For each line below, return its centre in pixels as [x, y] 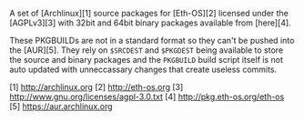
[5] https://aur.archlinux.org [61, 106]
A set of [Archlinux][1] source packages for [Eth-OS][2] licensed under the [149, 13]
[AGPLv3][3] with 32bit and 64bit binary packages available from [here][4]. [150, 23]
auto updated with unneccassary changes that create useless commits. [143, 69]
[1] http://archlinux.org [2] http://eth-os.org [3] [96, 87]
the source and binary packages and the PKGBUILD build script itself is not [147, 60]
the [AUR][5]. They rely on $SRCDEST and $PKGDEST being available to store [147, 50]
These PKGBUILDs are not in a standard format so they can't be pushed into [152, 40]
